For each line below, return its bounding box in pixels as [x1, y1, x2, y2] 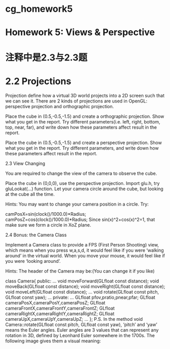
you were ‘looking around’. [5, 258, 61, 264]
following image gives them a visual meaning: [5, 338, 101, 344]
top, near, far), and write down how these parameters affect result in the [5, 124, 157, 130]
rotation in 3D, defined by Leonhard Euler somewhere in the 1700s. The [5, 332, 155, 338]
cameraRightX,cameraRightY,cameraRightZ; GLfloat [5, 311, 115, 317]
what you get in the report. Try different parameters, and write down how [5, 145, 159, 151]
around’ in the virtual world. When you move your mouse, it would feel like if [5, 252, 165, 259]
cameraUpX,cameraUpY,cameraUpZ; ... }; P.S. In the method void [5, 316, 143, 322]
